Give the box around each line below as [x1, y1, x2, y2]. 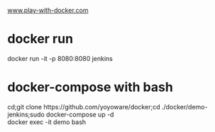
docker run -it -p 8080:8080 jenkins [7, 54, 114, 62]
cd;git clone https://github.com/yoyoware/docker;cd [7, 102, 160, 111]
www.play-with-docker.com [7, 6, 89, 14]
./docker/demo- [161, 102, 208, 111]
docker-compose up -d [45, 110, 114, 119]
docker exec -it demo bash [7, 117, 87, 126]
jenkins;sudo [7, 110, 45, 119]
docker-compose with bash [7, 79, 174, 95]
